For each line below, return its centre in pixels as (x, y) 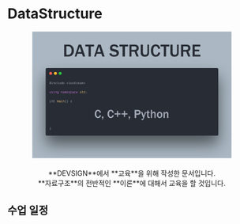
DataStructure (55, 14)
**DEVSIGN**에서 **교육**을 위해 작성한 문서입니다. (132, 173)
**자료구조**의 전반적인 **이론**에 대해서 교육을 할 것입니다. (131, 183)
